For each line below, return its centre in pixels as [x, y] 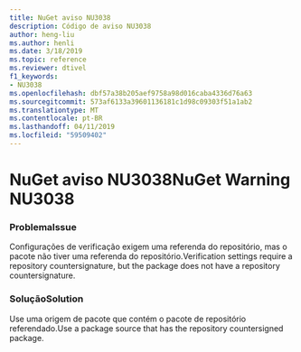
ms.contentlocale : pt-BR [56, 118]
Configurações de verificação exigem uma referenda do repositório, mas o [148, 247]
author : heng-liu [42, 34]
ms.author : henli [42, 43]
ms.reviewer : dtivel [48, 69]
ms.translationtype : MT [54, 110]
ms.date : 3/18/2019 [46, 51]
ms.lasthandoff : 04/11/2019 [62, 127]
